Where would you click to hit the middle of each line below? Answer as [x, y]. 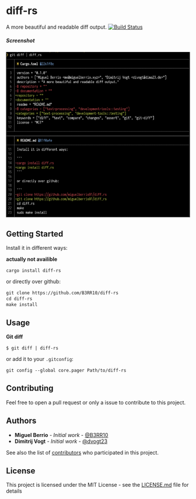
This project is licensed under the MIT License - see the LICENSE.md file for [97, 485]
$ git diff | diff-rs [32, 348]
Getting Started [35, 234]
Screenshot [20, 40]
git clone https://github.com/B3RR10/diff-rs [62, 293]
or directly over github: [34, 281]
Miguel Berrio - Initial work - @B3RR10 [61, 435]
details [14, 491]
